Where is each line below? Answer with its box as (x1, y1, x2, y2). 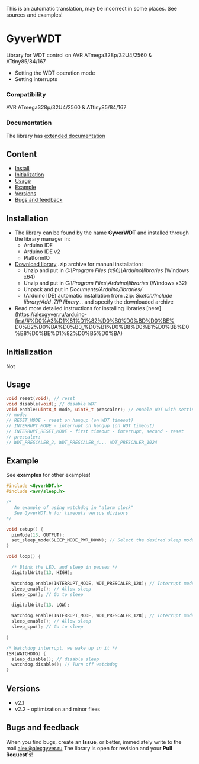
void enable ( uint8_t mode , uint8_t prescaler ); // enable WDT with (6, 407, 176, 412)
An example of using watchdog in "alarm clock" (14, 505, 134, 511)
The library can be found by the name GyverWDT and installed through (14, 229, 190, 236)
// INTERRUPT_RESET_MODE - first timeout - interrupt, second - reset (6, 428, 184, 434)
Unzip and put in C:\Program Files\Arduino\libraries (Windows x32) (23, 279, 187, 286)
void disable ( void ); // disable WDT (6, 401, 97, 407)
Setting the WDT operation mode (14, 69, 95, 76)
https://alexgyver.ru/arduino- (17, 311, 87, 318)
